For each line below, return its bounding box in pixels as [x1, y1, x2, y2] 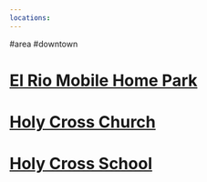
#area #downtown [9, 38, 78, 49]
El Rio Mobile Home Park [9, 70, 198, 91]
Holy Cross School [9, 154, 153, 174]
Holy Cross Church [9, 112, 157, 132]
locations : [9, 13, 51, 23]
